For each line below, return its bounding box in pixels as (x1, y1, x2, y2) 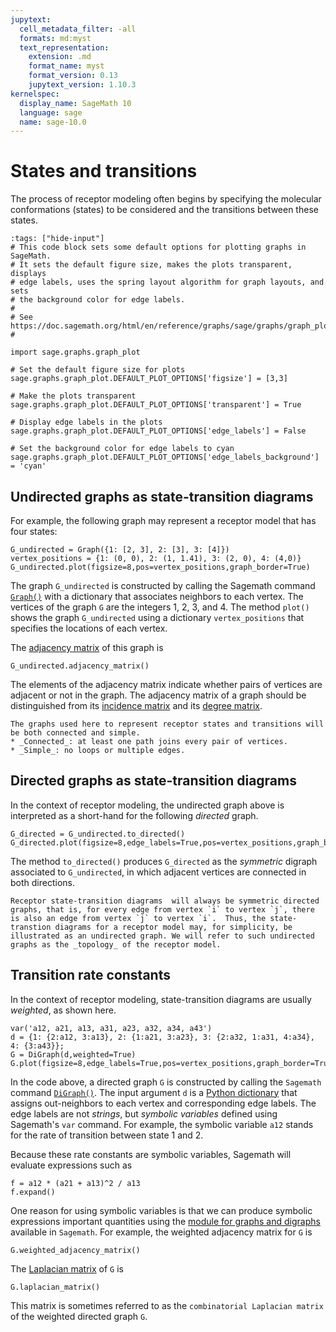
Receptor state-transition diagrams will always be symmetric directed (10, 896, 320, 906)
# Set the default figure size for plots (10, 365, 186, 375)
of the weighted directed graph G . (10, 1310, 148, 1322)
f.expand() (10, 1187, 56, 1197)
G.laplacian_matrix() (10, 1282, 101, 1292)
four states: (10, 526, 58, 537)
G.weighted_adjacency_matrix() (10, 1245, 141, 1255)
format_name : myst (28, 61, 105, 71)
